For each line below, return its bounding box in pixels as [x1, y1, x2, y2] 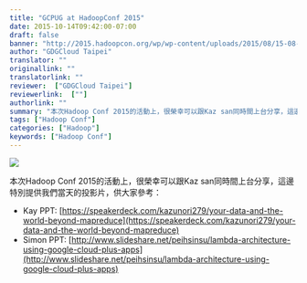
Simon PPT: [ [22, 234, 72, 245]
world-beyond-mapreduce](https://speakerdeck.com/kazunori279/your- [22, 215, 296, 225]
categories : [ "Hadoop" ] [9, 124, 101, 133]
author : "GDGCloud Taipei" [9, 47, 112, 57]
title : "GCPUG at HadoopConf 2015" [9, 13, 145, 23]
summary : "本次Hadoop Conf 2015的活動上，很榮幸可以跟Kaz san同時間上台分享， [9, 107, 288, 116]
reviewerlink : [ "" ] [9, 89, 89, 99]
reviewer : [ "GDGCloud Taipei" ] [9, 81, 132, 90]
